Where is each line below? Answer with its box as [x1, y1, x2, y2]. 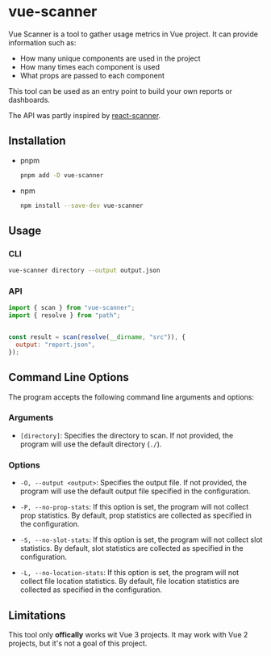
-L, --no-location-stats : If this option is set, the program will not [19, 568, 240, 578]
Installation [8, 134, 66, 148]
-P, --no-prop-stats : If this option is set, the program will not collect [19, 502, 249, 512]
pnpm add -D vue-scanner [19, 171, 104, 180]
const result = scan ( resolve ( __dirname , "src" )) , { [8, 333, 186, 341]
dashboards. [8, 95, 51, 104]
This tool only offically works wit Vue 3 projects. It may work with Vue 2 [8, 629, 248, 639]
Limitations [8, 608, 66, 622]
